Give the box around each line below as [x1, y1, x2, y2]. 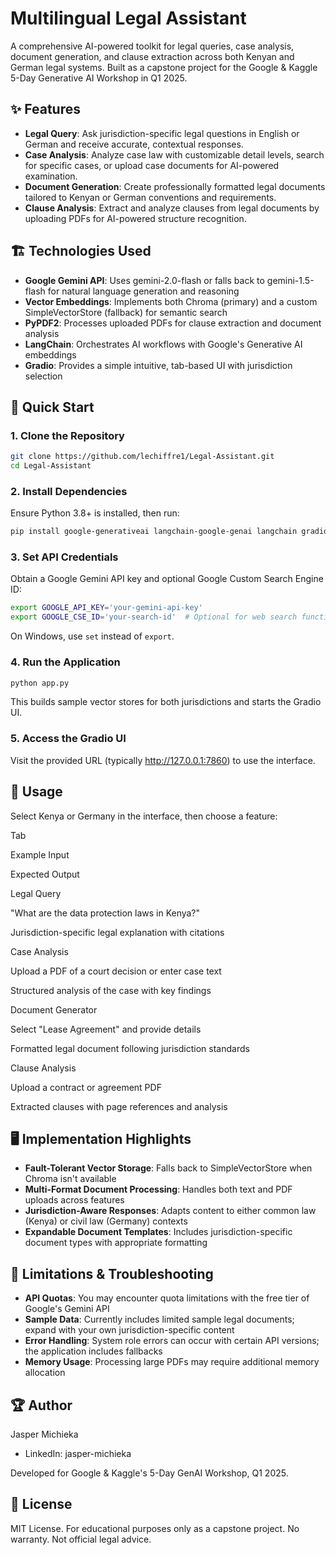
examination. [24, 170, 78, 182]
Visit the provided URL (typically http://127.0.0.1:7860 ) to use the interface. [10, 754, 316, 766]
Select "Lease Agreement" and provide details [10, 1023, 202, 1035]
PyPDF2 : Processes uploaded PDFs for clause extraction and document [24, 317, 322, 329]
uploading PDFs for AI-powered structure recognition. [24, 212, 247, 224]
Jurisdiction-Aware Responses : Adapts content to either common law [24, 1205, 317, 1217]
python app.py [10, 678, 70, 688]
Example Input [10, 848, 70, 861]
